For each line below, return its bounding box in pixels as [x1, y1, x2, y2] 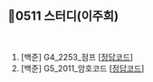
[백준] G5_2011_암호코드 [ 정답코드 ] [20, 62, 145, 74]
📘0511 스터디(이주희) [7, 8, 119, 24]
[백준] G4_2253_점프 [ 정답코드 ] [20, 51, 134, 62]
